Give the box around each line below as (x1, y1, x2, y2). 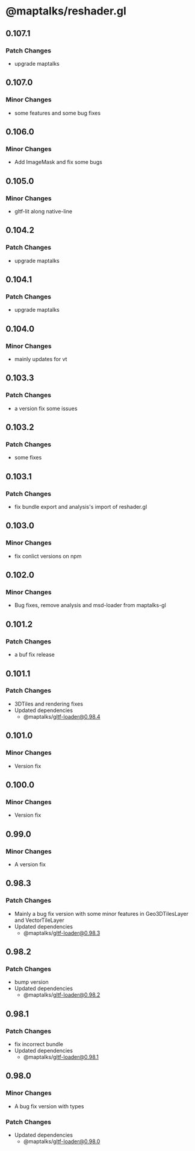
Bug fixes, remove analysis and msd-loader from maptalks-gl (14, 602, 166, 609)
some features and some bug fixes (14, 109, 101, 116)
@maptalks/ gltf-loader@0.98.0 (23, 1138, 101, 1145)
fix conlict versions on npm (14, 552, 82, 560)
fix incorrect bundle (14, 1040, 64, 1047)
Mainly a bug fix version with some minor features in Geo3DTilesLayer (14, 910, 189, 917)
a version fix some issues (14, 405, 78, 412)
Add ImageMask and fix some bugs (14, 159, 103, 166)
